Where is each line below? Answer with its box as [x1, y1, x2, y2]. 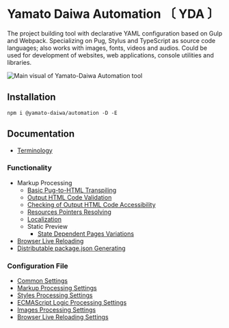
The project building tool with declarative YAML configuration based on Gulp [7, 29, 223, 38]
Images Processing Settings [16, 305, 96, 314]
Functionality [7, 163, 53, 173]
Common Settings [16, 277, 68, 285]
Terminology [16, 146, 53, 154]
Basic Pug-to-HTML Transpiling [27, 186, 117, 194]
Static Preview [27, 222, 68, 230]
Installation [7, 92, 56, 103]
